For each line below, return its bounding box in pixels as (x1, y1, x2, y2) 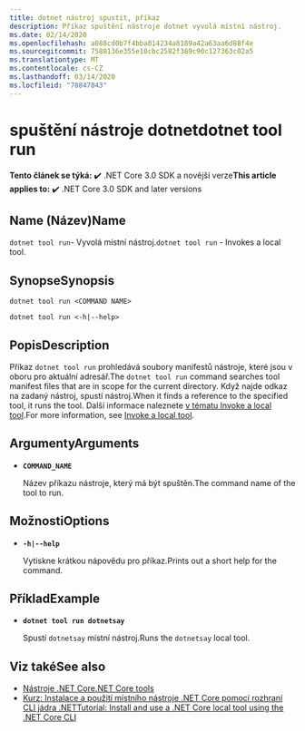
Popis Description (9, 337, 110, 353)
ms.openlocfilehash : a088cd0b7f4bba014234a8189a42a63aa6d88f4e (9, 38, 254, 48)
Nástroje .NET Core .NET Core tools (22, 683, 154, 694)
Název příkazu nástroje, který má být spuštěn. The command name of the (22, 477, 296, 488)
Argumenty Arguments (9, 436, 140, 452)
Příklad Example (9, 591, 100, 607)
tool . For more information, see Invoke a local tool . (9, 410, 195, 420)
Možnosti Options (9, 513, 110, 529)
